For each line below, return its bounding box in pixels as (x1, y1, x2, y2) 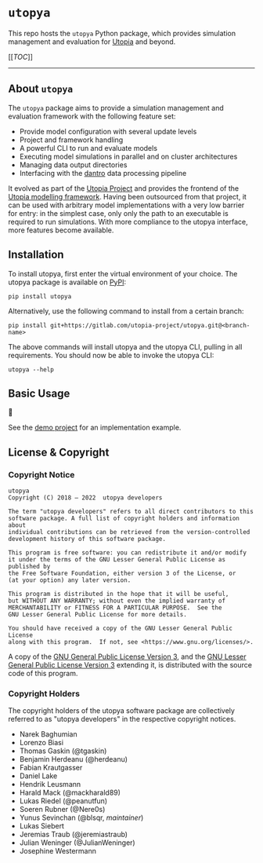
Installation (8, 248, 64, 261)
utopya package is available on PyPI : (8, 277, 127, 287)
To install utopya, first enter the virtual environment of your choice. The (8, 269, 238, 278)
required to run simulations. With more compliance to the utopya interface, (8, 217, 248, 226)
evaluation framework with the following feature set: (8, 112, 176, 121)
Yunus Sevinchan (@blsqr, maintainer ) (19, 813, 144, 822)
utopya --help (8, 365, 55, 374)
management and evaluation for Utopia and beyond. (8, 37, 176, 46)
